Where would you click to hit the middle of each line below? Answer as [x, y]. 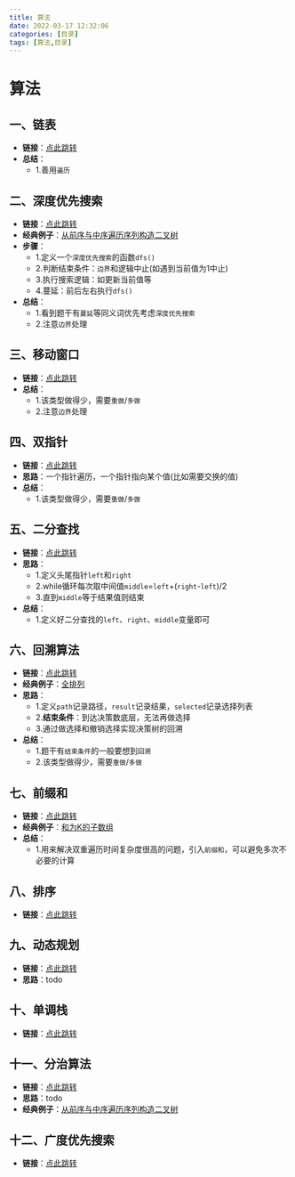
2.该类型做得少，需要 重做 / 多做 [88, 762]
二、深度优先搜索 [56, 201]
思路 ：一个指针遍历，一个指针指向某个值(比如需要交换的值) [130, 476]
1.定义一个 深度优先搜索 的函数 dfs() [95, 257]
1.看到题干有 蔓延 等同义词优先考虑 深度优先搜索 [115, 313]
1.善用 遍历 [53, 170]
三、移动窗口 [44, 355]
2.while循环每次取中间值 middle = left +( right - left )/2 [131, 586]
